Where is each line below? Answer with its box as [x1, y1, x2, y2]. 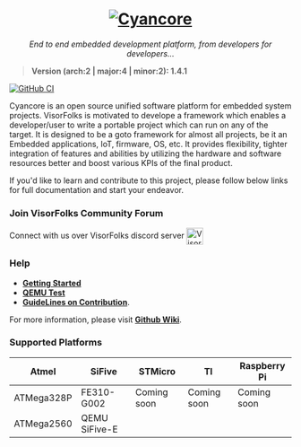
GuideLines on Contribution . [21, 296, 130, 307]
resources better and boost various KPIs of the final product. [9, 157, 233, 168]
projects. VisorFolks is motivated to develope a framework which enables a [9, 110, 287, 120]
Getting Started [21, 277, 82, 288]
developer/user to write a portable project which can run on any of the [9, 119, 269, 130]
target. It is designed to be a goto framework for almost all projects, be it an [9, 128, 288, 139]
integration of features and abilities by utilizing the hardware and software [9, 148, 282, 159]
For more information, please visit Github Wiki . [9, 314, 182, 325]
